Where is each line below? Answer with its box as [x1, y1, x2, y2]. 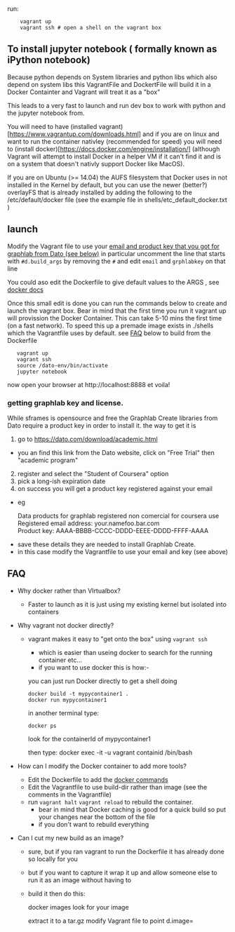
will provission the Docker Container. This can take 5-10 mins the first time [7, 313, 222, 322]
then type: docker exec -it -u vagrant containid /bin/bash [27, 748, 193, 757]
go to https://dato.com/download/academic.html [17, 435, 158, 443]
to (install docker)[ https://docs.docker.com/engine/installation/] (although [7, 144, 220, 153]
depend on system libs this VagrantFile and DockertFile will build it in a [7, 80, 212, 88]
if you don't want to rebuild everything [38, 820, 149, 828]
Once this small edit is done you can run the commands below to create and [7, 299, 227, 307]
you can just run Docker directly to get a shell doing [27, 677, 177, 685]
